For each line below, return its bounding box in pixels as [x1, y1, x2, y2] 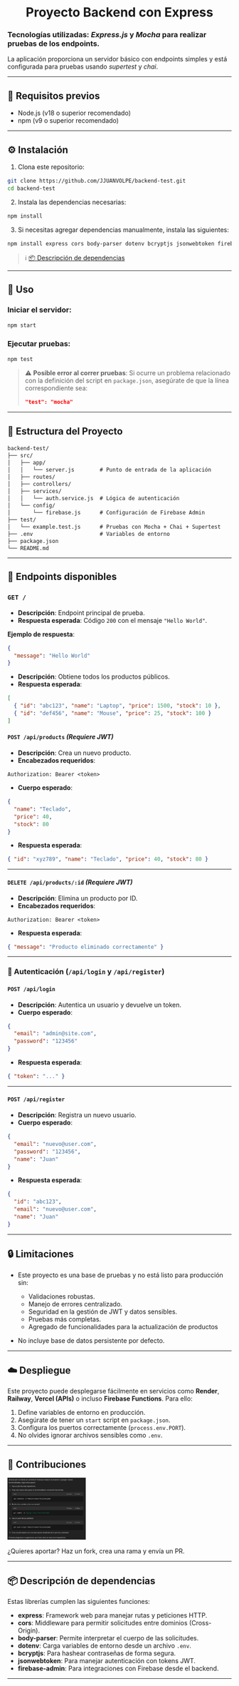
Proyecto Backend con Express [26, 4, 213, 21]
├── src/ [7, 452, 33, 459]
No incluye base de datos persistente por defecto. [17, 1336, 165, 1345]
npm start [7, 322, 37, 329]
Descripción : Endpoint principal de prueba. [17, 608, 145, 617]
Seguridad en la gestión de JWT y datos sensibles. [28, 1307, 178, 1316]
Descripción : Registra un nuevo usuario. [17, 1111, 137, 1119]
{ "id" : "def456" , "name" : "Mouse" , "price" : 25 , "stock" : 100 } [14, 710, 212, 717]
